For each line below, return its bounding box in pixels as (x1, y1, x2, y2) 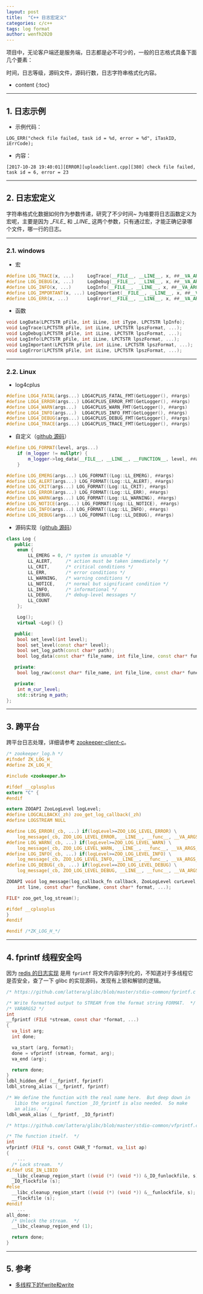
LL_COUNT (28, 597, 50, 604)
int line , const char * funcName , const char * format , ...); (17, 884, 172, 890)
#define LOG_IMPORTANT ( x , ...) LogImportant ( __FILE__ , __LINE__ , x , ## (6, 290, 191, 296)
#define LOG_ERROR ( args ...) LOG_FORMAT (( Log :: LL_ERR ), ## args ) (6, 490, 169, 496)
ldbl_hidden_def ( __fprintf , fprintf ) (6, 1078, 104, 1084)
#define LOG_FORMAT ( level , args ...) (6, 445, 98, 451)
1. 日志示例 (6, 106, 47, 116)
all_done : (6, 1212, 31, 1218)
